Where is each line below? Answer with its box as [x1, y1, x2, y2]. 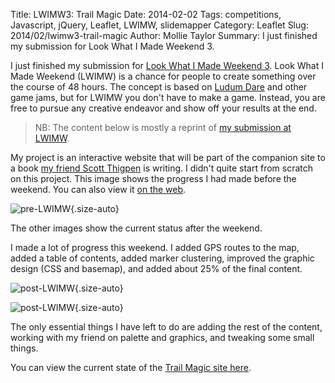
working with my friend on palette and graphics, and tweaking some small [10, 332, 315, 343]
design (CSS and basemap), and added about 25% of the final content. [10, 263, 303, 274]
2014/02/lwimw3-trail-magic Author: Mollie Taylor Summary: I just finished [10, 30, 318, 41]
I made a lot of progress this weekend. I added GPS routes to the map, [10, 242, 300, 253]
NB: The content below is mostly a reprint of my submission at [34, 122, 292, 133]
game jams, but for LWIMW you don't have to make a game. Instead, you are [10, 92, 326, 103]
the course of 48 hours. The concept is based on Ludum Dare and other [10, 81, 308, 93]
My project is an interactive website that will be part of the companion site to [10, 152, 326, 163]
